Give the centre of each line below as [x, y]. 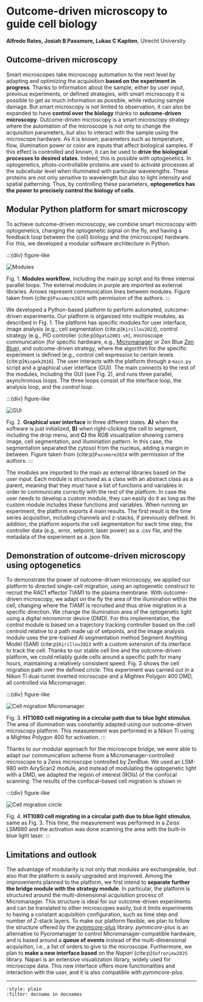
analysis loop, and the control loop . [50, 387]
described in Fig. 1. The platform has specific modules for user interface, [97, 322]
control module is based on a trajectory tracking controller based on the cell [101, 625]
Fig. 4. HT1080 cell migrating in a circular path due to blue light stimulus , [99, 817]
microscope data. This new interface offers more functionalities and [91, 966]
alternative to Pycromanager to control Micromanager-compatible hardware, [101, 934]
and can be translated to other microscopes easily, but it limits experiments [100, 908]
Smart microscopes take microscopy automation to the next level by [91, 75]
